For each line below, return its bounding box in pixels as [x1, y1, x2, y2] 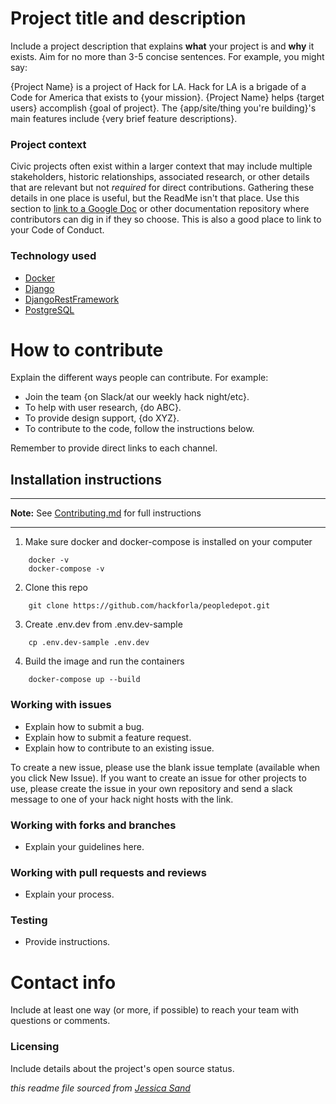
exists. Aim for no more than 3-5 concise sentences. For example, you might [10, 50, 325, 62]
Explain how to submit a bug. [24, 720, 145, 732]
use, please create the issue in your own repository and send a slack [10, 782, 293, 794]
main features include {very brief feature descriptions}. [10, 112, 238, 124]
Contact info [10, 971, 117, 994]
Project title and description [10, 7, 247, 30]
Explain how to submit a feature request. [24, 731, 192, 743]
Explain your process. [24, 888, 115, 901]
